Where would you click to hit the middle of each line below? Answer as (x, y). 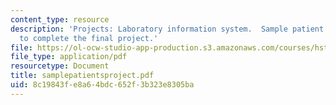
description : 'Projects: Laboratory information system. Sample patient (167, 29)
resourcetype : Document (60, 66)
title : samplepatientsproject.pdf (82, 76)
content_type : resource (60, 19)
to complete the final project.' (89, 38)
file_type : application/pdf (69, 57)
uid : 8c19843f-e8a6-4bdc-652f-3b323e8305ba (102, 85)
